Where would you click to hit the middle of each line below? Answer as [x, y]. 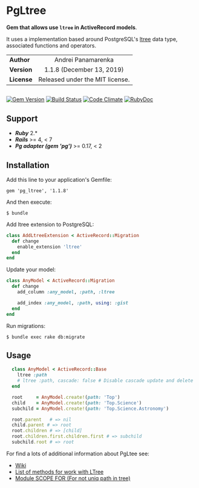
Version [21, 69]
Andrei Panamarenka [84, 59]
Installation [28, 165]
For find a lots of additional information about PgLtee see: [78, 453]
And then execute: [29, 202]
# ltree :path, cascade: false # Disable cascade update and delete [105, 381]
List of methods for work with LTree [59, 472]
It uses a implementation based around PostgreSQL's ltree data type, [92, 39]
